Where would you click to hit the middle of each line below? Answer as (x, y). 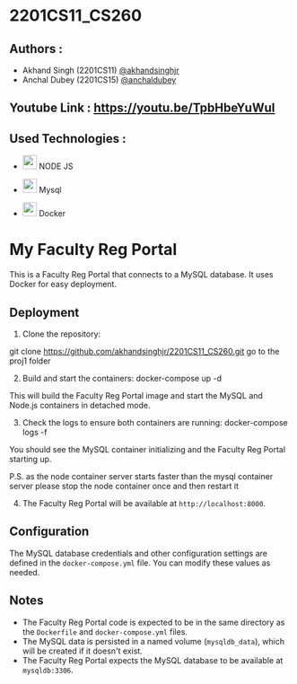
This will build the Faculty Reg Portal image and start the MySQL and (136, 395)
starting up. (31, 459)
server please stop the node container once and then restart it (124, 486)
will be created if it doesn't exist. (83, 651)
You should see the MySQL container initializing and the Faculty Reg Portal (147, 449)
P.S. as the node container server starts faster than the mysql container (141, 476)
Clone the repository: (61, 334)
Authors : (36, 49)
